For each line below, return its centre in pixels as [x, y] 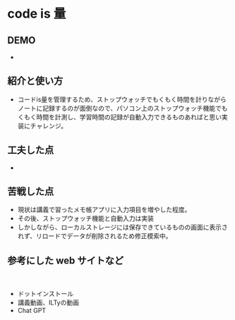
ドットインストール [46, 294]
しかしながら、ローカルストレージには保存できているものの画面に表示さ [122, 227]
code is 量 [37, 14]
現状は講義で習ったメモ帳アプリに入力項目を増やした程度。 [104, 210]
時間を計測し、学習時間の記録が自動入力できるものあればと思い [129, 117]
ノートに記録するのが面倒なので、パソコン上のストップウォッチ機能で [120, 108]
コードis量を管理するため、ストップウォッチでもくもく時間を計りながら [122, 99]
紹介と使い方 [35, 81]
